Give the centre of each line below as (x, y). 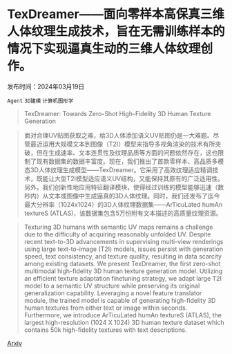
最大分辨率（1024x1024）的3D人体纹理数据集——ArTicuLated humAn (123, 204)
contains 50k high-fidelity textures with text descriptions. (105, 330)
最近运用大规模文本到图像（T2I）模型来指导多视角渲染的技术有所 (123, 144)
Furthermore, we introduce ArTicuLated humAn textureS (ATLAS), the (123, 315)
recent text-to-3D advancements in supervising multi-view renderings (124, 241)
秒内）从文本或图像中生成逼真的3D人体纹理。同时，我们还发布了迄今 (122, 196)
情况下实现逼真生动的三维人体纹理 (104, 49)
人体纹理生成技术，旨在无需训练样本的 (116, 31)
